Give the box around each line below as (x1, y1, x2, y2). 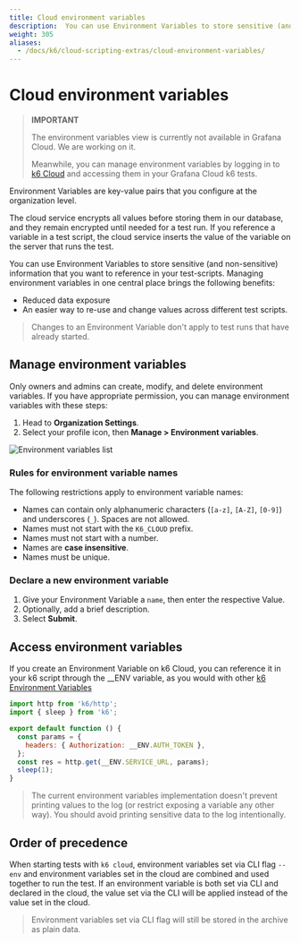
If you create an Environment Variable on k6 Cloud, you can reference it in (9, 664, 281, 674)
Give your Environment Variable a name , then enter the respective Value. (21, 595, 286, 605)
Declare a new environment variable (9, 574, 170, 587)
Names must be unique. (21, 552, 111, 562)
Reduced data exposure (21, 295, 111, 305)
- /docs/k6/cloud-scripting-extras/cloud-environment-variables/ (17, 47, 266, 56)
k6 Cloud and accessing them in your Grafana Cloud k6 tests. (30, 168, 258, 179)
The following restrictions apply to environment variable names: (9, 487, 244, 498)
